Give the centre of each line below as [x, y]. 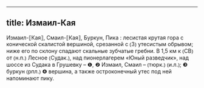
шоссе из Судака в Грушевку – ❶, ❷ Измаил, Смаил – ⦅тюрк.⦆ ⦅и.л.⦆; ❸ [97, 64]
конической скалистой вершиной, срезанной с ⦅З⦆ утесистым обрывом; [100, 44]
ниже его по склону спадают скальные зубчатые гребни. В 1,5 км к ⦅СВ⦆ [100, 51]
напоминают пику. [30, 78]
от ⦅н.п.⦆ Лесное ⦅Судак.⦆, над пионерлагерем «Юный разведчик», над [98, 58]
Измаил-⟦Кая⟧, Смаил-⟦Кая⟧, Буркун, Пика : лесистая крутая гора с [95, 38]
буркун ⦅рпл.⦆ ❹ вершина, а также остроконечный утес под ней [89, 71]
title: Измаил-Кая [41, 23]
